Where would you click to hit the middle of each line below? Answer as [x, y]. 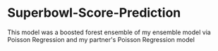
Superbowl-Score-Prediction [94, 13]
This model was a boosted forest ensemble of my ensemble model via [109, 32]
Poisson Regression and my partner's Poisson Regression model [101, 39]
